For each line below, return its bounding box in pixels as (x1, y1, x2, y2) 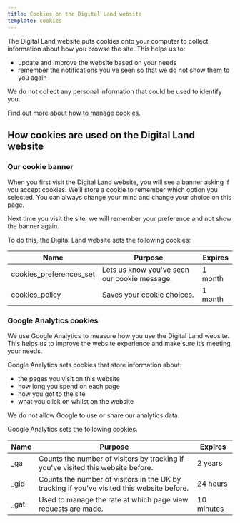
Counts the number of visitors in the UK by (38, 474, 181, 484)
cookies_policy (11, 290, 61, 300)
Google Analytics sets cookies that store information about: (7, 361, 182, 370)
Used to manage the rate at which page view (38, 495, 189, 505)
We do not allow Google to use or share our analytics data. (7, 411, 180, 420)
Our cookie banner (7, 161, 74, 171)
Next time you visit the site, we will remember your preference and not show (7, 215, 232, 223)
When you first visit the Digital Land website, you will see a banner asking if (7, 178, 230, 186)
